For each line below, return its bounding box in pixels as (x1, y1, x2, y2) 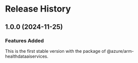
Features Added (5, 37, 44, 44)
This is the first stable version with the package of (5, 48, 106, 54)
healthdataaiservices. (5, 53, 48, 59)
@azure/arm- (107, 48, 134, 54)
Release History (5, 3, 71, 15)
